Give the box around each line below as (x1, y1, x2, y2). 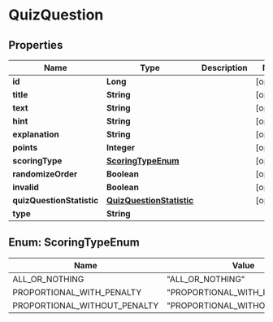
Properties (8, 38, 63, 52)
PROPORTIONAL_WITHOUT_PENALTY (12, 299, 159, 311)
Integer (106, 142, 136, 153)
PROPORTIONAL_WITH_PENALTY (12, 286, 142, 298)
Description (201, 63, 248, 73)
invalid (12, 181, 39, 193)
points (12, 142, 38, 153)
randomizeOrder (12, 168, 78, 180)
